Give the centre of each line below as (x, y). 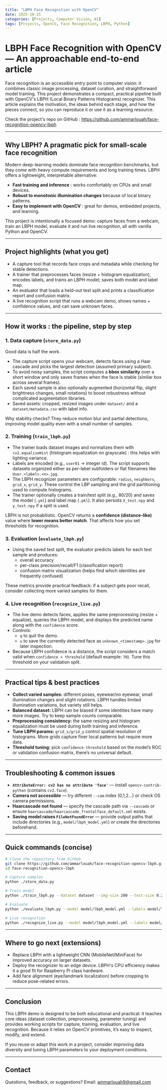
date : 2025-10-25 (23, 14)
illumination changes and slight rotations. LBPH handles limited (77, 700)
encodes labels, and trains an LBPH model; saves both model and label (85, 280)
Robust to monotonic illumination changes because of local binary (82, 195)
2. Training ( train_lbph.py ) (38, 436)
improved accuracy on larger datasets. (52, 960)
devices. (21, 190)
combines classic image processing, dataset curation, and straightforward (81, 89)
